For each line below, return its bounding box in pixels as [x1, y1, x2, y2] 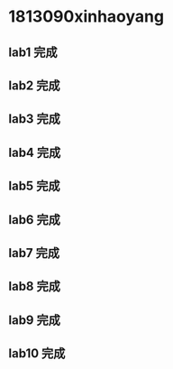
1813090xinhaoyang [8, 6, 164, 27]
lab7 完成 [8, 245, 60, 261]
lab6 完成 [8, 212, 60, 227]
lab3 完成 [8, 111, 60, 127]
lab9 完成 [8, 312, 60, 327]
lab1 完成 [8, 44, 58, 60]
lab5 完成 [8, 179, 60, 194]
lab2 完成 [8, 78, 60, 93]
